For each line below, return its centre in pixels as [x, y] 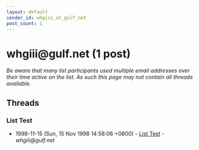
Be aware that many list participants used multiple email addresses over [98, 70]
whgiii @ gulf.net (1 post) [68, 54]
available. [19, 84]
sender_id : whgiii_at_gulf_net [46, 18]
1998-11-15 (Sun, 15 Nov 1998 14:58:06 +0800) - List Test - [90, 133]
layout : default [27, 12]
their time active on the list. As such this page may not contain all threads [100, 77]
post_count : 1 [25, 23]
